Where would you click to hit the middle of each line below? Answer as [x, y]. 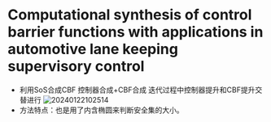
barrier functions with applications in [135, 32]
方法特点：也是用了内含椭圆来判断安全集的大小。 [101, 110]
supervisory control [76, 67]
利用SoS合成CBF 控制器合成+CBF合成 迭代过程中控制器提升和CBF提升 [137, 90]
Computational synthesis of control [130, 15]
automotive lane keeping [93, 49]
